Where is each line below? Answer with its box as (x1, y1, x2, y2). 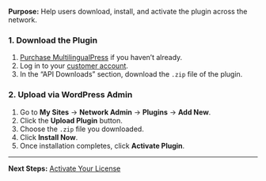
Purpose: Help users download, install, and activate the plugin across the (8, 7, 248, 16)
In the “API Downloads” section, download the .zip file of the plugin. (19, 70, 243, 79)
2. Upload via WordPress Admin (8, 89, 133, 100)
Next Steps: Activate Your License (8, 164, 121, 173)
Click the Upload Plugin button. (19, 115, 123, 125)
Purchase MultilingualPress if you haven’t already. (19, 53, 183, 62)
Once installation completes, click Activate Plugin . (19, 141, 185, 150)
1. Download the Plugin (8, 35, 97, 46)
